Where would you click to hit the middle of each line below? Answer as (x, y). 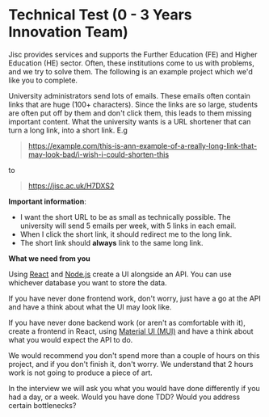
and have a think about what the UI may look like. (90, 307)
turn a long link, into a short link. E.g (68, 130)
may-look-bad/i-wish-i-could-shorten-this (99, 154)
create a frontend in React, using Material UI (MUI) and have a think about (131, 331)
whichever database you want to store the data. (88, 282)
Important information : (47, 201)
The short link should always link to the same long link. (111, 242)
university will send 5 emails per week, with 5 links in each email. (128, 225)
